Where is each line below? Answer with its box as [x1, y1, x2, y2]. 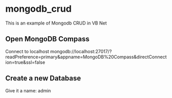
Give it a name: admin [5, 87, 51, 93]
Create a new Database [5, 74, 81, 83]
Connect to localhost [5, 48, 50, 54]
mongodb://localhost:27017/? [50, 48, 112, 54]
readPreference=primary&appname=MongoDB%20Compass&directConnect [5, 54, 167, 60]
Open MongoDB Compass [5, 35, 90, 43]
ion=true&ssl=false [5, 59, 45, 65]
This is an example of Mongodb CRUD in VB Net [5, 20, 107, 26]
